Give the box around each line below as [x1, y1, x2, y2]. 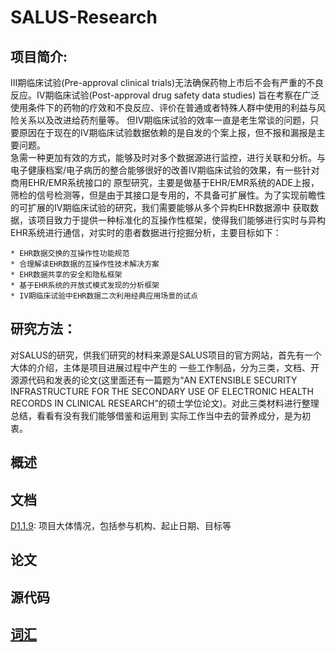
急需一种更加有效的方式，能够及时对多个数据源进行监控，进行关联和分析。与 [10, 152, 326, 163]
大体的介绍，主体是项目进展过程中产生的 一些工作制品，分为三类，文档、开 [10, 361, 320, 373]
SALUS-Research [10, 6, 158, 29]
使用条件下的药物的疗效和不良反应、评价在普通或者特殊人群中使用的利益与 [10, 102, 317, 113]
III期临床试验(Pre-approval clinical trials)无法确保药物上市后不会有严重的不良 [10, 77, 325, 88]
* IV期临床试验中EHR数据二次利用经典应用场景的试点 [10, 291, 198, 301]
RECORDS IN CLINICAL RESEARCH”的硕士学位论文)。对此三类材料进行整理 [10, 397, 320, 409]
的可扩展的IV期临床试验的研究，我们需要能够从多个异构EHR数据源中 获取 [10, 202, 311, 213]
